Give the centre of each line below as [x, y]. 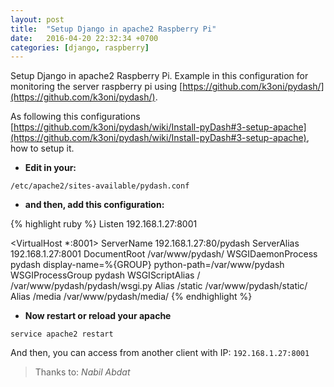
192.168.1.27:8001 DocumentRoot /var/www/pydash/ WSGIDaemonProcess [164, 254]
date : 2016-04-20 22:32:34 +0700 [84, 38]
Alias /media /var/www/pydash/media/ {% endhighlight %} [131, 297]
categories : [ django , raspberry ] [80, 47]
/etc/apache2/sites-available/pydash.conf [100, 186]
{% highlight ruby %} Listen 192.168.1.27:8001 [104, 224]
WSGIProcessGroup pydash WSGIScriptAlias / [105, 275]
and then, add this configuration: [94, 205]
